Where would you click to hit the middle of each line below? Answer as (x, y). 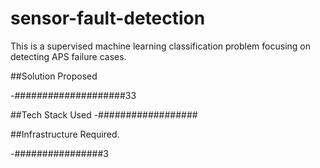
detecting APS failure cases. (68, 56)
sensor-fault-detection (108, 18)
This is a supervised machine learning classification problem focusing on (160, 46)
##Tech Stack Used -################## (104, 114)
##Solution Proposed (54, 76)
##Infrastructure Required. (65, 134)
